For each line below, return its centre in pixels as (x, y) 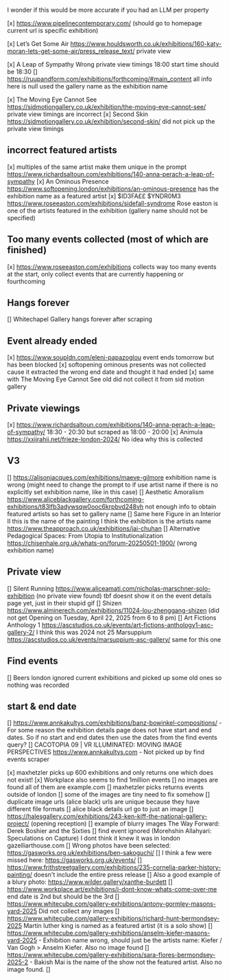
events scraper (28, 759)
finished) (27, 250)
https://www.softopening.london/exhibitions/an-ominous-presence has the (113, 189)
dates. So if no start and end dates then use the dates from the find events (112, 738)
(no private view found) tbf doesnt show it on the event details (124, 596)
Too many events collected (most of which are (108, 240)
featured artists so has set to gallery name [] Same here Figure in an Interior (114, 513)
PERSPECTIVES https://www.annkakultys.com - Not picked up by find (106, 752)
